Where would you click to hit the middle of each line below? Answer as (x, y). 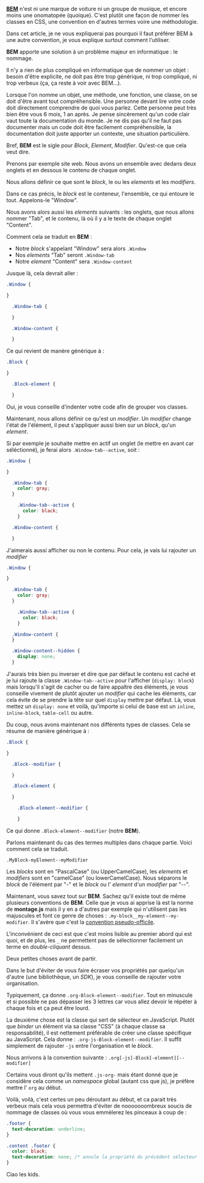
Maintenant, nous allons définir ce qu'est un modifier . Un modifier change (99, 418)
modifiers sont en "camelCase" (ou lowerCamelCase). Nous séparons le (97, 878)
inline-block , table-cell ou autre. (50, 712)
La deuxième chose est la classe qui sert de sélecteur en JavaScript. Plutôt (100, 1020)
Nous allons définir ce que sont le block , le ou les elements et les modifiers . (101, 182)
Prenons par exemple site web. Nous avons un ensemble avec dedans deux (101, 163)
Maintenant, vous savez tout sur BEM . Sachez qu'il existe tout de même (96, 896)
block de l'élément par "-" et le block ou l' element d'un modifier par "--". (98, 884)
